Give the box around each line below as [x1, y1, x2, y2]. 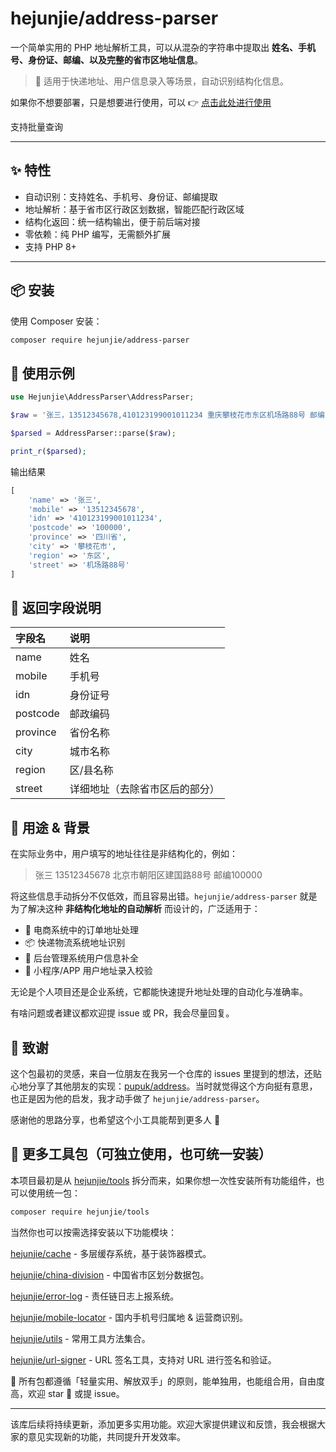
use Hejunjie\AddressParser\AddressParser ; [10, 392, 195, 402]
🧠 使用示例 [10, 365, 75, 382]
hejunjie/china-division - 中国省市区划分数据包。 [10, 1268, 210, 1281]
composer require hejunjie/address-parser [10, 335, 190, 345]
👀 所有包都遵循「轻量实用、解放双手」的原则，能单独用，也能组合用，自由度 [10, 1375, 326, 1387]
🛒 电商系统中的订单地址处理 [24, 924, 139, 936]
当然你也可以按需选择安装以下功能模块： [10, 1226, 177, 1238]
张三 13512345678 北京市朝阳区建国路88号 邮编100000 [34, 869, 263, 881]
